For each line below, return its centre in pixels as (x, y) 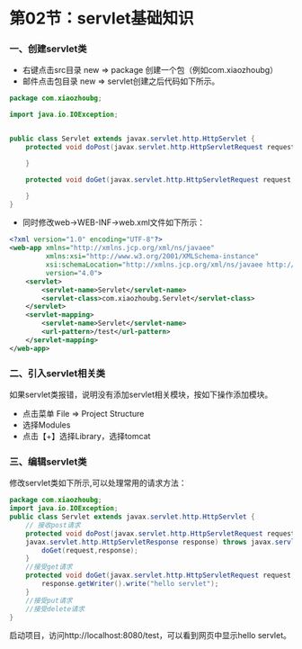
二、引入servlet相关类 (58, 373)
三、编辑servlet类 (48, 462)
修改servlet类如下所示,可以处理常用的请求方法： (98, 483)
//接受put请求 (49, 600)
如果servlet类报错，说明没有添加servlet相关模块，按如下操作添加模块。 (141, 395)
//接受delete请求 (55, 608)
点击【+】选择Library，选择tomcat (86, 437)
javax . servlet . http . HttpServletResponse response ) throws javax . (151, 542)
